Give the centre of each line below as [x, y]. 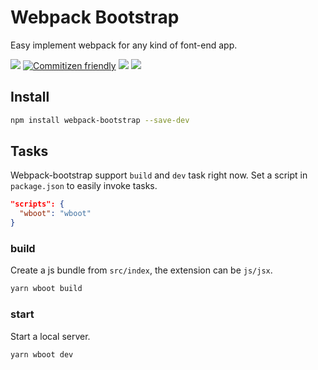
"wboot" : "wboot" [55, 214]
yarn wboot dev [42, 354]
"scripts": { [37, 204]
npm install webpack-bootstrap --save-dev [100, 120]
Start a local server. [50, 336]
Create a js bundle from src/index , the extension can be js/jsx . [141, 270]
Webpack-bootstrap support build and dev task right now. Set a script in [159, 175]
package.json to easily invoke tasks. [84, 186]
